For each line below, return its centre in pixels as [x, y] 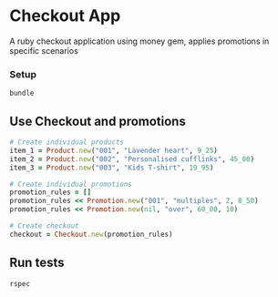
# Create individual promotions [71, 184]
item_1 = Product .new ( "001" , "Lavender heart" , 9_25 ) [114, 150]
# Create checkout [44, 226]
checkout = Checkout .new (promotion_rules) [91, 234]
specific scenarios [44, 50]
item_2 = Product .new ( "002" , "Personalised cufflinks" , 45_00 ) [132, 159]
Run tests [37, 263]
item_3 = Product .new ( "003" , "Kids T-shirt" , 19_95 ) [112, 168]
